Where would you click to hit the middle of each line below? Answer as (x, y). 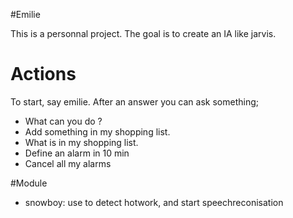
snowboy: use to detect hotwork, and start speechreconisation (154, 202)
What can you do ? (63, 121)
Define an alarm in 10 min (77, 153)
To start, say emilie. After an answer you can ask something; (134, 101)
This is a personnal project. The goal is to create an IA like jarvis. (143, 33)
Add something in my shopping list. (97, 131)
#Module (29, 183)
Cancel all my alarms (68, 163)
